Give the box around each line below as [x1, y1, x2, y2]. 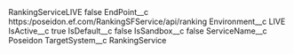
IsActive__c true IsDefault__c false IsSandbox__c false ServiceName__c [8, 26, 267, 36]
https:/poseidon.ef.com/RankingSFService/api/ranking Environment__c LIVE [8, 16, 286, 27]
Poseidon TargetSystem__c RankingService [8, 35, 167, 45]
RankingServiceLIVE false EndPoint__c [8, 7, 148, 17]
